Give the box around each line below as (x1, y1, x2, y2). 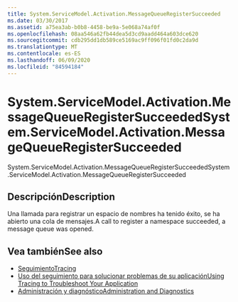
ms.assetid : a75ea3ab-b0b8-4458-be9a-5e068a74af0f (7, 23, 161, 31)
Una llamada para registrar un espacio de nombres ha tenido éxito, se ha (7, 210, 220, 218)
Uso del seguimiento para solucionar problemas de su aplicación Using (17, 271, 225, 281)
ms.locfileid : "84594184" (7, 63, 84, 70)
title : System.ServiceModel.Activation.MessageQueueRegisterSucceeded (7, 10, 221, 18)
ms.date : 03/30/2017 (7, 17, 69, 24)
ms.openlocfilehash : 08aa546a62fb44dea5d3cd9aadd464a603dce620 (7, 30, 199, 38)
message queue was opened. (7, 225, 94, 233)
